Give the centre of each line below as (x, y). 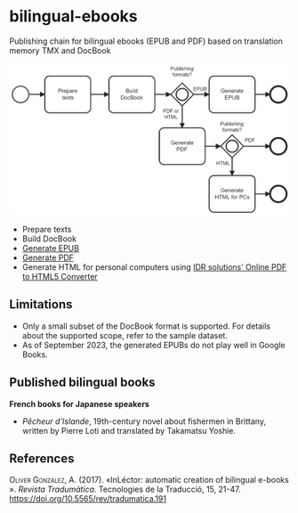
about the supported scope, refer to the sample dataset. (125, 335)
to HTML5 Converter (60, 276)
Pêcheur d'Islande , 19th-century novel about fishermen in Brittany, (144, 421)
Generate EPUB (51, 248)
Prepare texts (47, 229)
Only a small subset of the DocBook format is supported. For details (146, 326)
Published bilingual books (82, 383)
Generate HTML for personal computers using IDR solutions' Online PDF (154, 267)
